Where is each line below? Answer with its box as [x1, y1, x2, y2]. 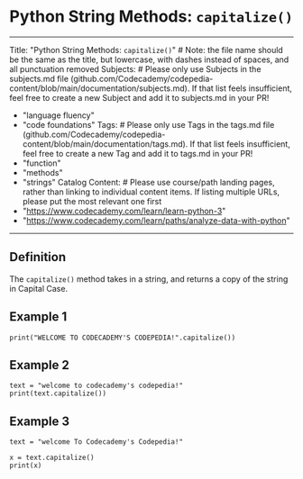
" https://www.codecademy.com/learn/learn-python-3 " [22, 205, 226, 216]
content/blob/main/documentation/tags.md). [22, 138, 188, 149]
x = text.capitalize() [9, 453, 95, 463]
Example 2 [9, 357, 69, 373]
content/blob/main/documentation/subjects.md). [9, 83, 190, 94]
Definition [9, 249, 66, 265]
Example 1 [9, 309, 68, 325]
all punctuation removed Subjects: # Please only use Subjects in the [9, 63, 262, 74]
